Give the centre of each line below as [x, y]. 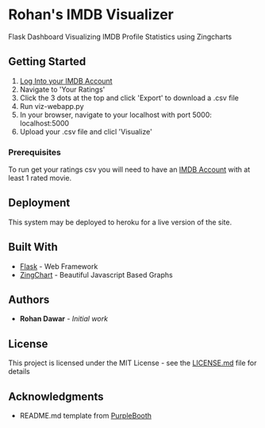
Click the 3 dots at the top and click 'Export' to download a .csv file [129, 98]
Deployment [39, 203]
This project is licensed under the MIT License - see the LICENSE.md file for [132, 363]
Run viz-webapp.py [52, 106]
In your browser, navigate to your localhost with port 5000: [115, 115]
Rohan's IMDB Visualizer [91, 15]
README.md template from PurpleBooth [86, 416]
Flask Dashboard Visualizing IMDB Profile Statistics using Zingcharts [120, 37]
